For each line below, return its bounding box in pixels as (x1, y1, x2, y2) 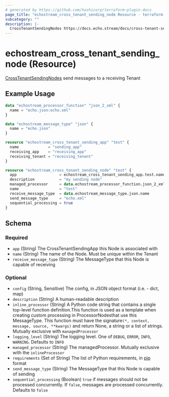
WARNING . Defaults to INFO (12, 339, 64, 345)
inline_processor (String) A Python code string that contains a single (12, 301, 156, 307)
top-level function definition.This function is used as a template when (12, 307, 156, 313)
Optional (5, 274, 27, 281)
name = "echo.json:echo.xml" (10, 108, 71, 113)
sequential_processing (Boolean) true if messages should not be (12, 376, 148, 382)
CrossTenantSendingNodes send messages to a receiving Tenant (5, 75, 141, 81)
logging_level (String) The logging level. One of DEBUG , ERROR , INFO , (12, 334, 151, 340)
